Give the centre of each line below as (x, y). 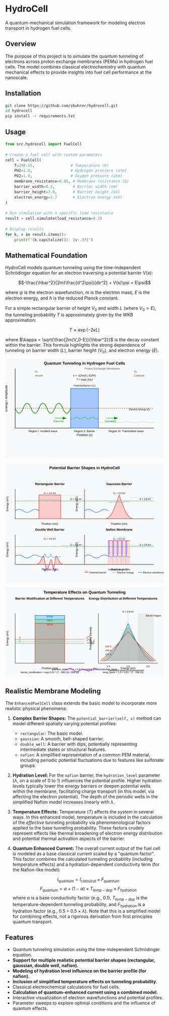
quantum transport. (32, 922)
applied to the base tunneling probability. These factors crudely (78, 828)
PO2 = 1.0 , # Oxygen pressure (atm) (68, 176)
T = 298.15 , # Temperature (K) (62, 165)
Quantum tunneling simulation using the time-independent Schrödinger (86, 949)
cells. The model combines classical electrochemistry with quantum (75, 67)
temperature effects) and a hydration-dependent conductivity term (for (86, 864)
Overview (21, 44)
